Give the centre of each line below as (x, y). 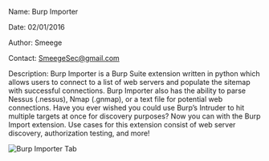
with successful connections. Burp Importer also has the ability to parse (127, 91)
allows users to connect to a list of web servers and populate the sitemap (129, 82)
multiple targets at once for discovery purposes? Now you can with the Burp (134, 116)
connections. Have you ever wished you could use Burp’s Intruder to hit (126, 108)
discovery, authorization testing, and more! (79, 133)
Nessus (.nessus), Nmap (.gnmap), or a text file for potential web (116, 99)
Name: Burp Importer (43, 12)
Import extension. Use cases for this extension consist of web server (122, 125)
